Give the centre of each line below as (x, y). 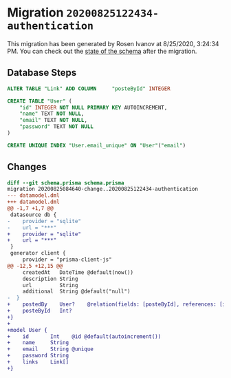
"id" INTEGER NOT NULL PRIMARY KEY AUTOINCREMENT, (93, 107)
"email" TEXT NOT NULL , (54, 120)
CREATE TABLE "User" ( (40, 101)
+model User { (27, 330)
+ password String (38, 356)
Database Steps (42, 73)
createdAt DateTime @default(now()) (78, 272)
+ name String (38, 343)
